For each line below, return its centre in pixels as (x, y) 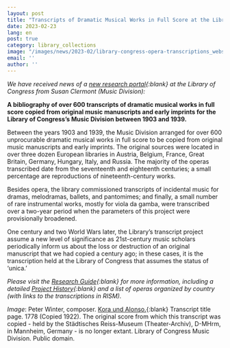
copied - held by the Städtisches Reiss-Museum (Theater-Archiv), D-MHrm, (114, 323)
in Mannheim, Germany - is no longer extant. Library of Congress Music (108, 331)
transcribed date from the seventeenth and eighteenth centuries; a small (109, 169)
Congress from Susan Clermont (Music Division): (76, 91)
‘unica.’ (17, 268)
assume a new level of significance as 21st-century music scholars (101, 239)
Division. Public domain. (41, 338)
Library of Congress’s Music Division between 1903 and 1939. (97, 119)
